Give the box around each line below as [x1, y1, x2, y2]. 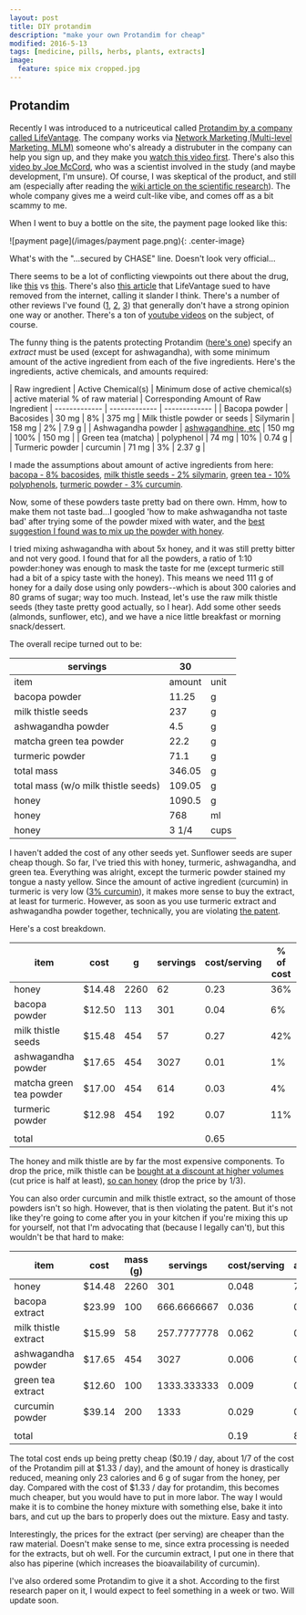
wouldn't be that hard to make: [9, 1231, 125, 1242]
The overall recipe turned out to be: [9, 638, 143, 649]
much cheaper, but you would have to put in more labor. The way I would [9, 1491, 283, 1502]
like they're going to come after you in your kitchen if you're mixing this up [9, 1212, 289, 1223]
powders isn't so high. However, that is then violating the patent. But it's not [9, 1202, 293, 1214]
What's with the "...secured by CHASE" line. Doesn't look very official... [9, 253, 276, 264]
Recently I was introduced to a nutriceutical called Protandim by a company [9, 122, 293, 133]
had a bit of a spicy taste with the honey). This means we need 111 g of [9, 572, 274, 583]
